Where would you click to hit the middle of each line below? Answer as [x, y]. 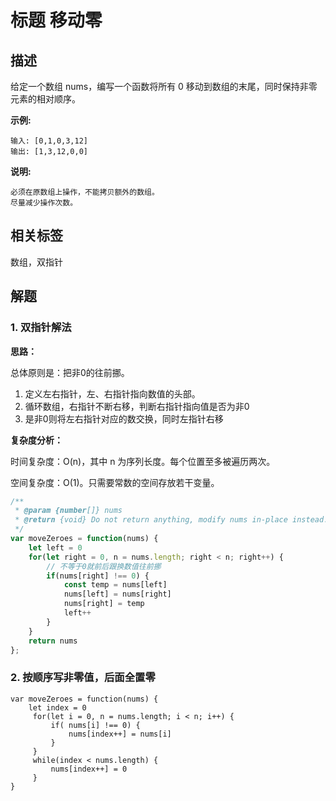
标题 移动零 [56, 20]
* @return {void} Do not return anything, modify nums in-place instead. [171, 520]
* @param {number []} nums [68, 511]
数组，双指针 [36, 262]
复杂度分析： [36, 440]
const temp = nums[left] [115, 585]
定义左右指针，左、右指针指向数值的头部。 [112, 393]
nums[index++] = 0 [89, 769]
